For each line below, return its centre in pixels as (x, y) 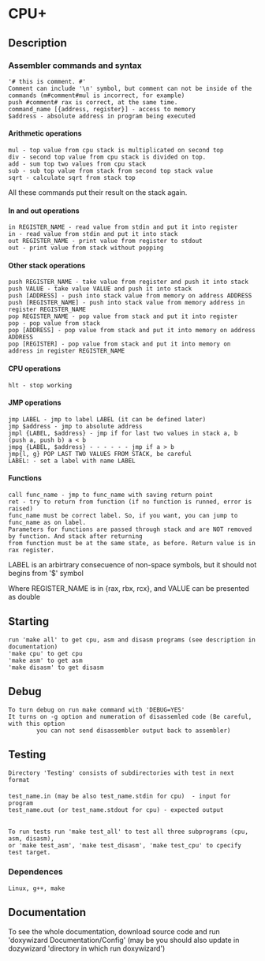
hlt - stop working (40, 385)
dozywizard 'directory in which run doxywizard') (87, 948)
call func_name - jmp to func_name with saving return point (111, 495)
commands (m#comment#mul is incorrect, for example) (97, 95)
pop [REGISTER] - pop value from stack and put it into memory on (119, 344)
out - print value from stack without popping (86, 248)
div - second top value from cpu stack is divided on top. (107, 157)
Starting (29, 621)
